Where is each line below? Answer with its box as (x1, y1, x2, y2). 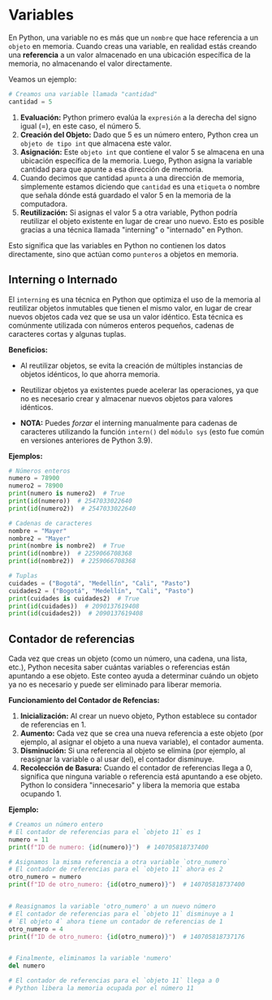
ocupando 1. (19, 789, 62, 799)
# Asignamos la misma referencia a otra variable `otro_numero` (8, 858, 231, 866)
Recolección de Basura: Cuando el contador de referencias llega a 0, (19, 763, 253, 773)
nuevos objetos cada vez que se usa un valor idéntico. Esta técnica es (8, 312, 244, 321)
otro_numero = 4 (8, 925, 63, 933)
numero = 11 (8, 836, 49, 844)
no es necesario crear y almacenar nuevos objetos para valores (19, 393, 234, 404)
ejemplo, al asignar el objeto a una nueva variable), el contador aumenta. (19, 737, 264, 747)
